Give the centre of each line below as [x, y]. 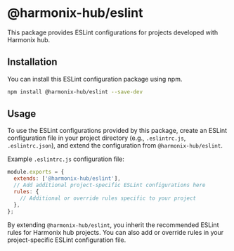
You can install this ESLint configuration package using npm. [95, 79]
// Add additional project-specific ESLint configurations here [110, 185]
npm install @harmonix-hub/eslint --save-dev [75, 92]
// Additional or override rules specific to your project [108, 198]
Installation [32, 62]
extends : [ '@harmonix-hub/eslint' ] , [67, 179]
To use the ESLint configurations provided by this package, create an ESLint [117, 131]
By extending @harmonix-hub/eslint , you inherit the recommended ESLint [113, 225]
